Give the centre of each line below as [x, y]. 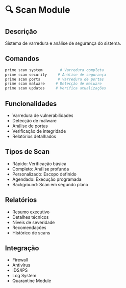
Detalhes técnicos [30, 217]
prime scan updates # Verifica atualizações [56, 88]
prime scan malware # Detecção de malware [53, 84]
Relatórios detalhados [34, 136]
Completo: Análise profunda [40, 169]
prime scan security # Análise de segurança [56, 75]
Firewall [20, 260]
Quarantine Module [32, 281]
